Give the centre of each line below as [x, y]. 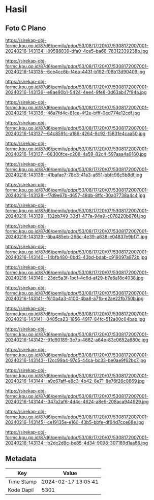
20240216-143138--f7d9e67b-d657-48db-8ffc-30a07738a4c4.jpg [75, 195]
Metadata [21, 459]
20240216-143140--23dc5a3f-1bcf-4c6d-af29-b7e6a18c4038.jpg [74, 278]
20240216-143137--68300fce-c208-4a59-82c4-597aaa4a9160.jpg [76, 154]
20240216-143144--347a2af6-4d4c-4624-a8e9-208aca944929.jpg [77, 402]
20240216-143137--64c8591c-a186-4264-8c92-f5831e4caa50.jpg [75, 134]
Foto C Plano [26, 28]
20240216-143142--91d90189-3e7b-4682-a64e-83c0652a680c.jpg [77, 340]
